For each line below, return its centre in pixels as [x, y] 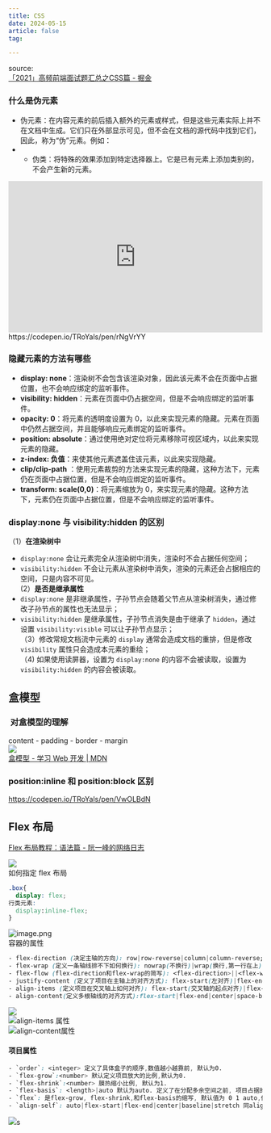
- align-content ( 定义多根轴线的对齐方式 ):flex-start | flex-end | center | [123, 996]
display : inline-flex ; [52, 911]
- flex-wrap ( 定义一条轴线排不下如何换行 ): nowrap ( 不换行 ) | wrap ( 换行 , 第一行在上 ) [135, 966]
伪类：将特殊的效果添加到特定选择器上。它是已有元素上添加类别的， [145, 159]
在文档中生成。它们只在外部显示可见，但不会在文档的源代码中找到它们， [140, 130]
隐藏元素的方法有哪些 [50, 359]
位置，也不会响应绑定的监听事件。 [77, 388]
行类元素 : [22, 903]
